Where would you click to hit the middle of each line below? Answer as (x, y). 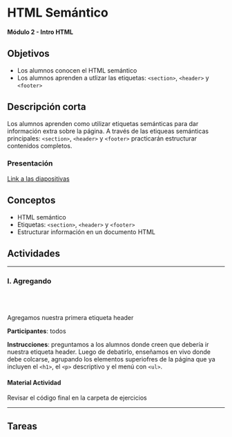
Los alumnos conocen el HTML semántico (77, 70)
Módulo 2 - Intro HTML (40, 32)
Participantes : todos (37, 331)
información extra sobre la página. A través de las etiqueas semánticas (108, 131)
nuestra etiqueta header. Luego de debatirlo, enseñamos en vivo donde (109, 352)
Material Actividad (34, 382)
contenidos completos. (40, 145)
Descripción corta (47, 107)
